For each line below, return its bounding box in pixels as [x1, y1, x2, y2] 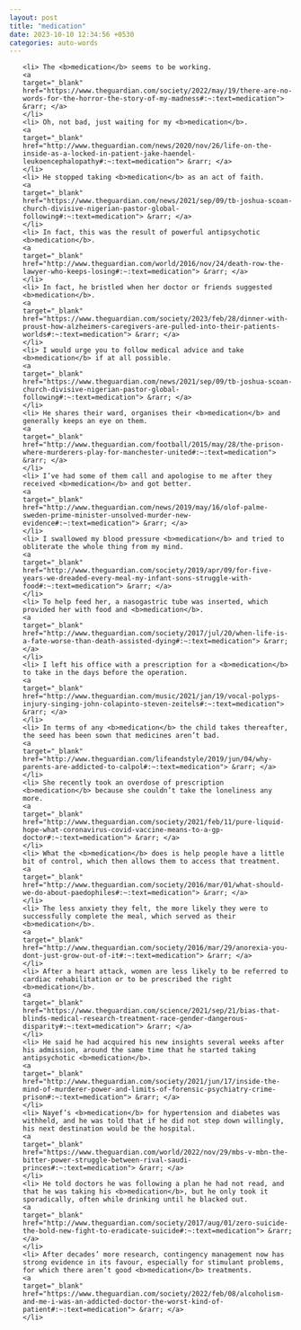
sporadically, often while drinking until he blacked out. [22, 1195, 249, 1204]
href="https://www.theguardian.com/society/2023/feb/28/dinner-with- [22, 315, 289, 324]
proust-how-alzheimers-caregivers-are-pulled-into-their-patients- [22, 323, 280, 332]
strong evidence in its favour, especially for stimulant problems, [22, 1258, 285, 1267]
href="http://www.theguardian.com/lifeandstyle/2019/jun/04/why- [22, 755, 272, 764]
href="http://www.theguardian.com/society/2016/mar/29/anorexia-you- [22, 944, 289, 953]
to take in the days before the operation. [22, 669, 189, 678]
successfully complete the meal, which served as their [22, 912, 236, 921]
